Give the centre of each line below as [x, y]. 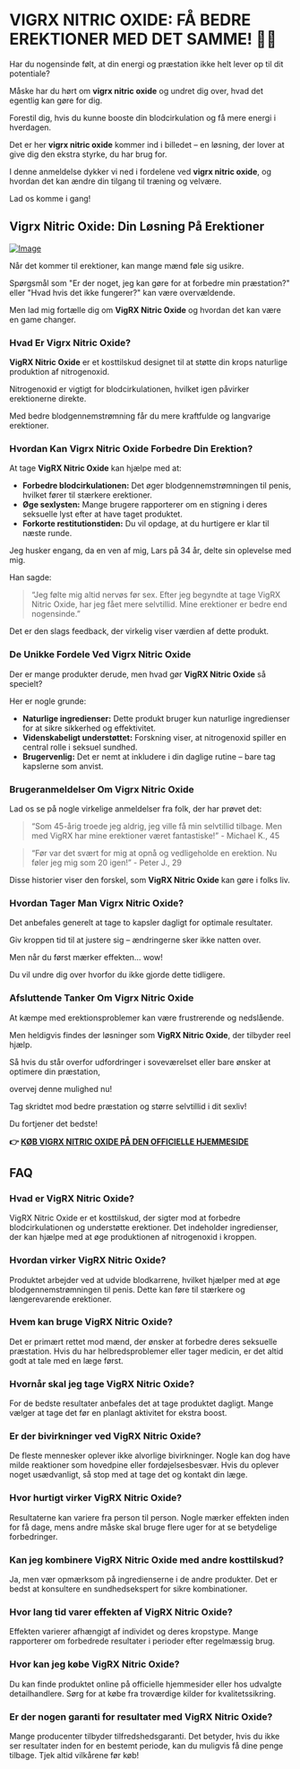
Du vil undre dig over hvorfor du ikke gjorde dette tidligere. [117, 975]
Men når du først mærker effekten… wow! [86, 958]
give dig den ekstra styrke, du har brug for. [88, 154]
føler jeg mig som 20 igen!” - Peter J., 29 [106, 863]
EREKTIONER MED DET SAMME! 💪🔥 [143, 39]
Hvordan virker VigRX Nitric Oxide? [88, 1261]
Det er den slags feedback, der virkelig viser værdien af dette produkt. [139, 631]
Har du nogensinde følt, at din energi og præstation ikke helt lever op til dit [146, 64]
